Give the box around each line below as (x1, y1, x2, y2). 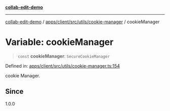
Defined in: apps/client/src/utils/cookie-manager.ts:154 (5, 63, 120, 69)
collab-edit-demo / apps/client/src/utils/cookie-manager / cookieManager (5, 19, 160, 25)
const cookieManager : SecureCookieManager (17, 53, 110, 59)
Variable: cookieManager (5, 36, 114, 48)
